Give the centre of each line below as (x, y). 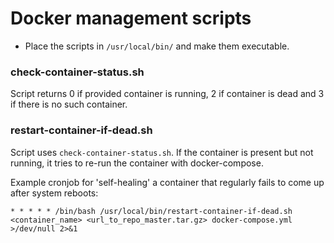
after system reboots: (54, 193)
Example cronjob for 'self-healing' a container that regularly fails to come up (167, 182)
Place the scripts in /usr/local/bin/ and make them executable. (157, 46)
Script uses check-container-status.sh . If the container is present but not (162, 152)
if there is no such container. (69, 104)
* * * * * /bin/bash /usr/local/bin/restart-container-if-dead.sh (151, 211)
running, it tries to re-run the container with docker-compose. (137, 163)
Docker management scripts (131, 18)
